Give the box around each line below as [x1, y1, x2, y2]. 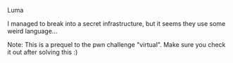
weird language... [7, 27, 58, 35]
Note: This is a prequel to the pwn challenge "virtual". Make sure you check [7, 41, 226, 48]
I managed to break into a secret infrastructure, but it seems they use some [7, 20, 226, 27]
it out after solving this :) [7, 48, 78, 56]
